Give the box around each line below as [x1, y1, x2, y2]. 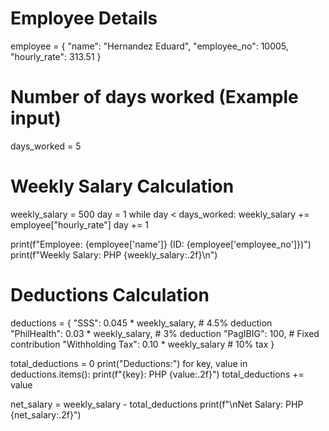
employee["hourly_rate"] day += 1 [10, 218, 149, 231]
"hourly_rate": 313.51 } [10, 50, 102, 62]
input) [10, 107, 62, 130]
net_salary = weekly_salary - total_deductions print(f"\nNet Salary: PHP [10, 398, 304, 410]
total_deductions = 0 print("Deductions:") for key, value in [10, 357, 248, 369]
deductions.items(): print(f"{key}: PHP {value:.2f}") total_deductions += [10, 368, 305, 380]
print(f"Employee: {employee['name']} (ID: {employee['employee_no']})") [10, 238, 312, 250]
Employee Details [10, 7, 158, 30]
